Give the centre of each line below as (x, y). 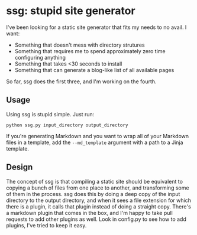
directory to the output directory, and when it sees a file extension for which (98, 200)
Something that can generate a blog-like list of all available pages (94, 70)
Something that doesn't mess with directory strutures (80, 45)
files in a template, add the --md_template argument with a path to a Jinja (95, 142)
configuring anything (40, 57)
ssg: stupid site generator (71, 11)
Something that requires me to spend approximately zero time (90, 51)
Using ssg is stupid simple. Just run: (50, 114)
